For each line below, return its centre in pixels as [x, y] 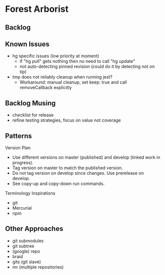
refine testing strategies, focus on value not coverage [66, 120]
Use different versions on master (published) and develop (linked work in [86, 157]
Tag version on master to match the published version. [67, 168]
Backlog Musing [30, 103]
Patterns [18, 136]
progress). [23, 163]
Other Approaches [34, 229]
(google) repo [26, 251]
